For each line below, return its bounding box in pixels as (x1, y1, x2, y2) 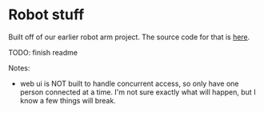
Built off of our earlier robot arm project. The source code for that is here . (8, 32, 250, 42)
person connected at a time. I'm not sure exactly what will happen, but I (19, 87, 256, 97)
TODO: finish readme (8, 47, 78, 57)
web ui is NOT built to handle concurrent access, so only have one (19, 79, 239, 88)
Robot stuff (8, 6, 85, 24)
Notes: (8, 63, 30, 73)
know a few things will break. (19, 95, 116, 105)
